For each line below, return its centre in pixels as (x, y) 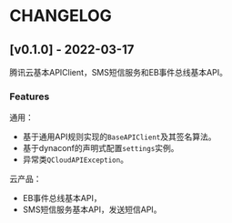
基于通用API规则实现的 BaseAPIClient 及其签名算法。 (119, 137)
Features (30, 96)
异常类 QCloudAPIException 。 (76, 159)
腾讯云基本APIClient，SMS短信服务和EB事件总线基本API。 (118, 72)
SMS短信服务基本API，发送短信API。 (92, 209)
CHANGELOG (61, 16)
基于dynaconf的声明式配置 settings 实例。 (101, 148)
